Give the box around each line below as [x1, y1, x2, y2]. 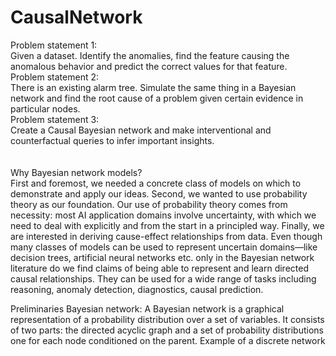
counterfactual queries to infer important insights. [10, 134, 215, 146]
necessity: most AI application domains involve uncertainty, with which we [10, 209, 317, 221]
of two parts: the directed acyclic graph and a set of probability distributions [10, 324, 324, 336]
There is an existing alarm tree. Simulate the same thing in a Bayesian [10, 81, 297, 93]
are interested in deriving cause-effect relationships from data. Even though [10, 230, 323, 242]
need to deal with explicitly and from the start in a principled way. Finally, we [10, 219, 325, 231]
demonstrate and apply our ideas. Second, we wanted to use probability [10, 187, 308, 200]
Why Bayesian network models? [10, 166, 143, 178]
